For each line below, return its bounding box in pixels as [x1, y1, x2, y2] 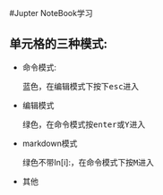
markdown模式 [21, 138, 78, 148]
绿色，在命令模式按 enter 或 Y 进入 [21, 119, 146, 130]
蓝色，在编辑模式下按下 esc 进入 [21, 81, 140, 91]
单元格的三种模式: [9, 37, 108, 52]
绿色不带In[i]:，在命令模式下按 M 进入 [21, 157, 154, 167]
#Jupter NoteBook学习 [9, 8, 93, 18]
